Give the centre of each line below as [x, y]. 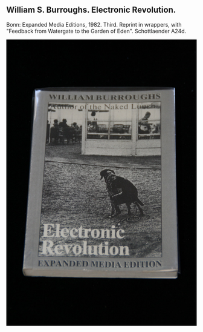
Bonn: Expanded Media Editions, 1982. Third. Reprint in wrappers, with [94, 24]
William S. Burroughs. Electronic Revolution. [91, 10]
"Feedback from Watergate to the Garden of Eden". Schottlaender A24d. [96, 31]
